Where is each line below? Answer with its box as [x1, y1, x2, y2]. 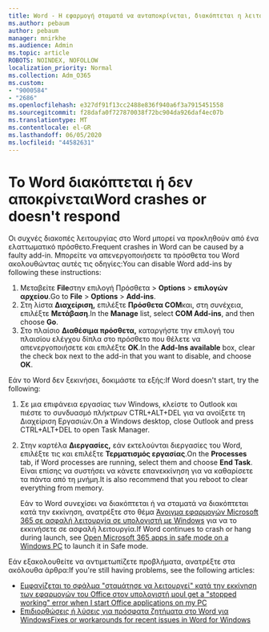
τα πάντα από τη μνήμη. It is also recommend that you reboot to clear [19, 475, 248, 484]
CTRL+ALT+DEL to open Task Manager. [19, 425, 151, 435]
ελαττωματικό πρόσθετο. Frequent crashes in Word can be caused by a [8, 242, 244, 252]
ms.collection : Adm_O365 [8, 71, 91, 79]
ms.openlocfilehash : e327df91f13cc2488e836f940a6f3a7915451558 [8, 101, 224, 109]
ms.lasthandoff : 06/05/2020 [8, 131, 102, 139]
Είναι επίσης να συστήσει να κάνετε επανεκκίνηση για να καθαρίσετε [19, 466, 254, 476]
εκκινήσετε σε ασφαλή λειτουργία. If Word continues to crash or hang [19, 525, 251, 534]
